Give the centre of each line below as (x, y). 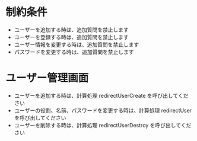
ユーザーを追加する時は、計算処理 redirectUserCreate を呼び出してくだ (101, 95)
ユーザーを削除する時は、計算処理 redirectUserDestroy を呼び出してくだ (103, 125)
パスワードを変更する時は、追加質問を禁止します (74, 52)
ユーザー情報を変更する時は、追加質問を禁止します (77, 44)
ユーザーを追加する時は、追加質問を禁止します (71, 30)
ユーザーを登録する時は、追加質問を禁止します (71, 37)
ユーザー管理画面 (47, 78)
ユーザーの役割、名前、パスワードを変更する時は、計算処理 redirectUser (103, 110)
